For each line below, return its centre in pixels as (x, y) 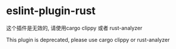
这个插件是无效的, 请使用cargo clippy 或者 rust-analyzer (74, 28)
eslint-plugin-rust (51, 11)
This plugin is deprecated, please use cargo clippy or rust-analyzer (88, 40)
